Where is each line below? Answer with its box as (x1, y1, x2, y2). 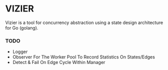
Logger (12, 48, 28, 55)
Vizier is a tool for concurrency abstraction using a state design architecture (5, 19, 163, 25)
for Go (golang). (5, 24, 39, 30)
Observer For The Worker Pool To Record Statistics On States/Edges (12, 54, 155, 60)
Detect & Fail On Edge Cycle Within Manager (12, 59, 105, 65)
